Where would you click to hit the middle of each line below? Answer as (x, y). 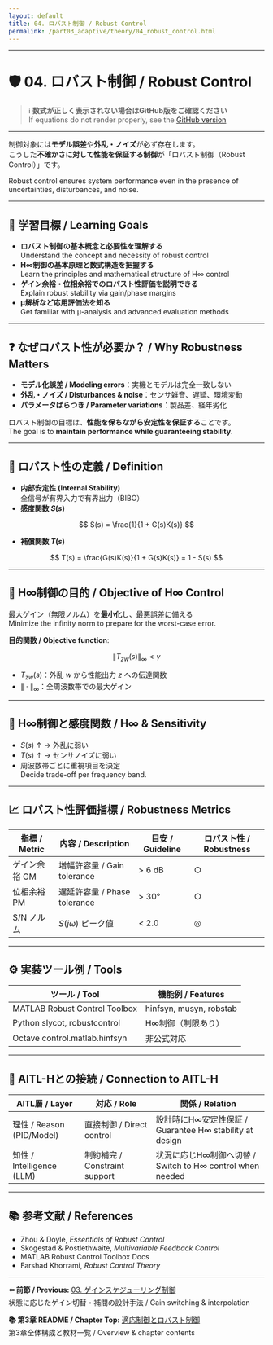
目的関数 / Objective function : (59, 640)
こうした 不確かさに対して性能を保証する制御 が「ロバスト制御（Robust (127, 155)
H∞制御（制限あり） (185, 1023)
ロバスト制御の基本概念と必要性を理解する (91, 246)
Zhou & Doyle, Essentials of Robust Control (92, 1240)
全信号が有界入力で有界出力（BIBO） (82, 498)
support (100, 1176)
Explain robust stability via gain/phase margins (98, 293)
